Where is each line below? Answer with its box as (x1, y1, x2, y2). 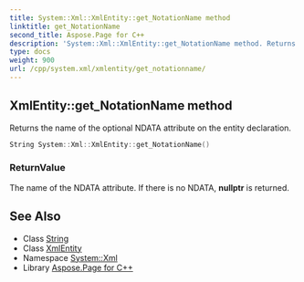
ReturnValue (9, 162, 66, 174)
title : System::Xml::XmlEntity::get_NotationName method (9, 13, 231, 23)
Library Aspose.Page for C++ (22, 262, 134, 273)
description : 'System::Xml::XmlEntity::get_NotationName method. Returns (9, 38, 297, 48)
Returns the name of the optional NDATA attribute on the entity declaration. (9, 122, 292, 133)
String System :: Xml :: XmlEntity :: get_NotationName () (9, 140, 210, 149)
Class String (22, 233, 69, 244)
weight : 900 (9, 56, 55, 65)
